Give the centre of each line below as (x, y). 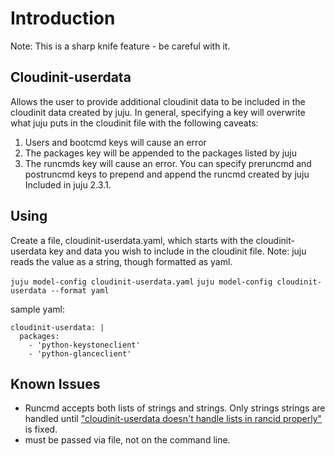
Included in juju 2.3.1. (68, 184)
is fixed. (41, 429)
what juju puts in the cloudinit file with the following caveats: (134, 123)
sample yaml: (37, 309)
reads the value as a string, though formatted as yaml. (121, 261)
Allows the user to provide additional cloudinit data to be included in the (158, 101)
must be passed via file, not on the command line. (127, 440)
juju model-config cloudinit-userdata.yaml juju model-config (141, 282)
